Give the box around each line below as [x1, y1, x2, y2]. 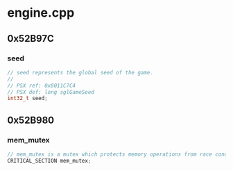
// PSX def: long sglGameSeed [7, 88, 95, 95]
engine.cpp [7, 5, 75, 21]
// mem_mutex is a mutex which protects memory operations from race [7, 151, 213, 158]
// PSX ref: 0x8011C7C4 [7, 82, 76, 89]
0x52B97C [7, 33, 54, 44]
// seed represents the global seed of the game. [7, 69, 154, 76]
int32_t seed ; [7, 95, 49, 102]
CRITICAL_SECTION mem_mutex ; [7, 157, 92, 164]
